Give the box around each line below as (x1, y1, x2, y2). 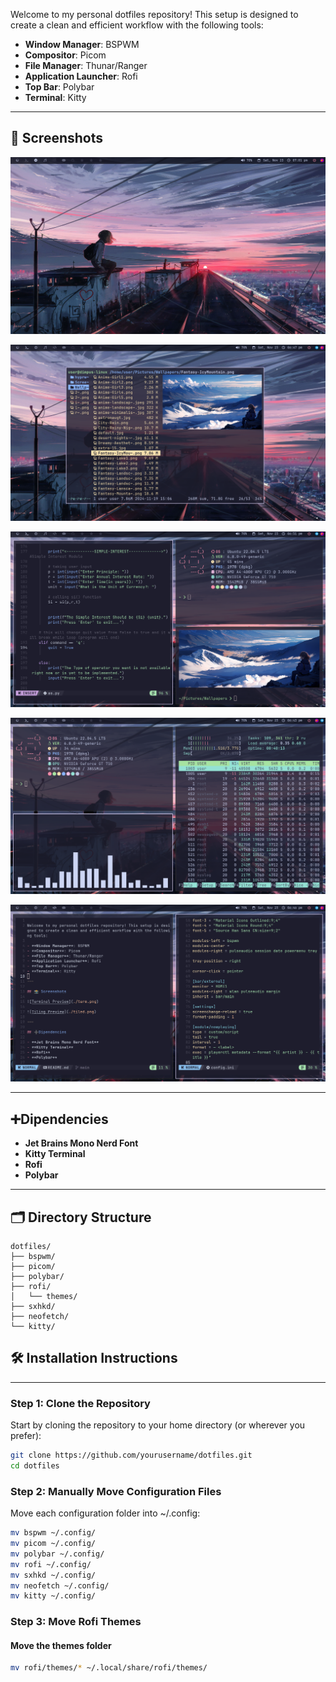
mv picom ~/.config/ (10, 1539, 97, 1549)
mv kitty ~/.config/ (10, 1591, 97, 1601)
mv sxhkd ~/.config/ (10, 1570, 97, 1580)
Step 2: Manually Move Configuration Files (10, 1484, 222, 1498)
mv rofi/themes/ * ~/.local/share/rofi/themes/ (10, 1663, 208, 1673)
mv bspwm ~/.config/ (10, 1528, 97, 1538)
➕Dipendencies (10, 1110, 109, 1128)
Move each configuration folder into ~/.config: (10, 1507, 201, 1519)
